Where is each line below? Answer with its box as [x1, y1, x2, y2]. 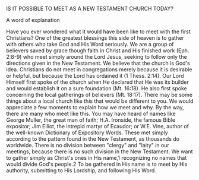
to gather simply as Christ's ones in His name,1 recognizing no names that [6, 154, 187, 161]
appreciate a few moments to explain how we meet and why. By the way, [6, 104, 184, 110]
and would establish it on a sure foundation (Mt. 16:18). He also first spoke [6, 85, 187, 91]
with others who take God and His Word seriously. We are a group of [6, 41, 174, 48]
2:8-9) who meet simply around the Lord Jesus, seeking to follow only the [6, 53, 187, 60]
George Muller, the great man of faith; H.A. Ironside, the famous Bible [6, 116, 176, 124]
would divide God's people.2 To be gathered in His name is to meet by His [6, 160, 188, 168]
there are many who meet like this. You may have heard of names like [6, 110, 176, 117]
